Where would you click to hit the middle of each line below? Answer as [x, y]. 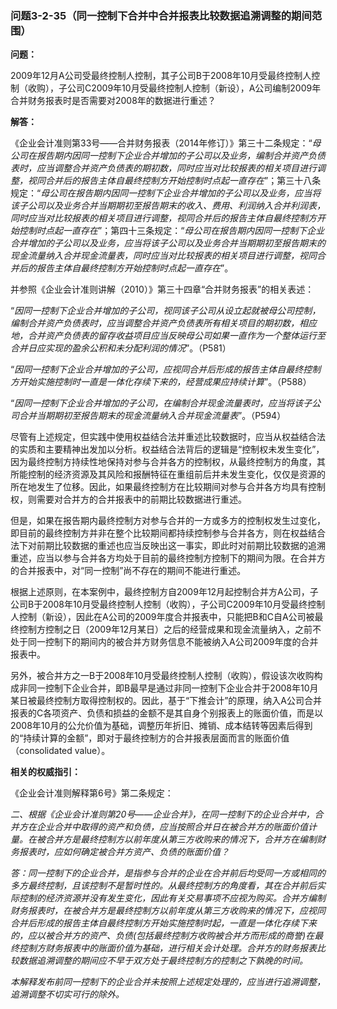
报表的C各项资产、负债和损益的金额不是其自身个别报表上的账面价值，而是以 [167, 713]
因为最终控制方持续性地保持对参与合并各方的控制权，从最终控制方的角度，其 [168, 462]
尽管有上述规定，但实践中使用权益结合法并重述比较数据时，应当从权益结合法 [168, 437]
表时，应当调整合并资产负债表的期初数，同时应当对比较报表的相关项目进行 [163, 168]
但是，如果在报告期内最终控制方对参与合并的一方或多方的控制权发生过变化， [168, 521]
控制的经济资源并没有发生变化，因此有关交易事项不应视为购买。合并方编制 [172, 898]
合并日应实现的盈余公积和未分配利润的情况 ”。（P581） [121, 348]
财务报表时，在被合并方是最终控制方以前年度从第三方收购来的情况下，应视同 [168, 911]
